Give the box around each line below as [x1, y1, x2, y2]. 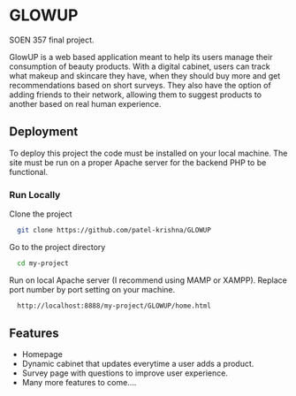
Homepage [21, 349, 64, 360]
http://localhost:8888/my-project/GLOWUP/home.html [17, 301, 212, 310]
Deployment [9, 125, 79, 140]
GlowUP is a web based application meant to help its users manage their [9, 51, 273, 62]
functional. [9, 166, 49, 177]
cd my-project [17, 258, 69, 268]
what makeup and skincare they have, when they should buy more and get [9, 70, 281, 80]
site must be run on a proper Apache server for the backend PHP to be [9, 156, 267, 168]
